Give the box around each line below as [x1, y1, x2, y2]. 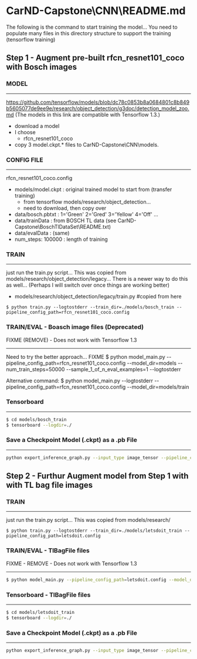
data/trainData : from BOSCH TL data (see [14, 217, 117, 224]
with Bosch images [6, 62, 77, 72]
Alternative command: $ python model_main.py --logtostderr [6, 377, 154, 384]
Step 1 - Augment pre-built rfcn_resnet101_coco [6, 53, 185, 63]
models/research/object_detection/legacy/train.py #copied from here [14, 293, 182, 300]
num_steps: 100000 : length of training [14, 236, 108, 243]
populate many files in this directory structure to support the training [6, 29, 171, 36]
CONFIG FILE [6, 155, 43, 164]
